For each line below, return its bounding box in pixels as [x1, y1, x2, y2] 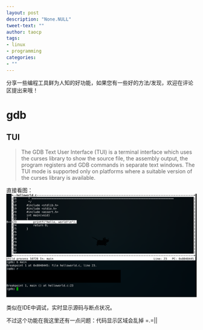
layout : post [6, 10, 39, 16]
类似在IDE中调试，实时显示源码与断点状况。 [6, 303, 116, 311]
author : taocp [6, 29, 42, 35]
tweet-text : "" [6, 22, 45, 28]
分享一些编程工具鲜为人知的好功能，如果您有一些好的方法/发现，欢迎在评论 [6, 79, 194, 86]
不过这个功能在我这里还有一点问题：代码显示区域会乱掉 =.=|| [6, 317, 158, 324]
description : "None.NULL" [6, 16, 71, 22]
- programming [6, 48, 42, 54]
